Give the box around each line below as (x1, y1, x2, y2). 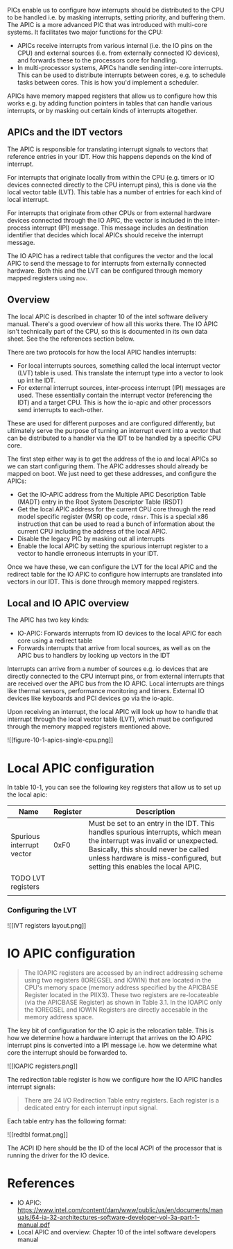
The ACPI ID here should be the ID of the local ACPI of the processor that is (7, 1144, 223, 1152)
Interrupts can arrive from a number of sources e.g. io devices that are (7, 665, 209, 673)
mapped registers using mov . (7, 273, 88, 282)
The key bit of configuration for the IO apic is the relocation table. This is (7, 1026, 214, 1035)
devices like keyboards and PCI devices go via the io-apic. (7, 694, 175, 703)
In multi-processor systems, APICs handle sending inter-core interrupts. (17, 64, 223, 71)
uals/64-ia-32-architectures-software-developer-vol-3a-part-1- (17, 1213, 200, 1221)
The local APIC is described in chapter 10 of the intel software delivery (7, 312, 208, 321)
